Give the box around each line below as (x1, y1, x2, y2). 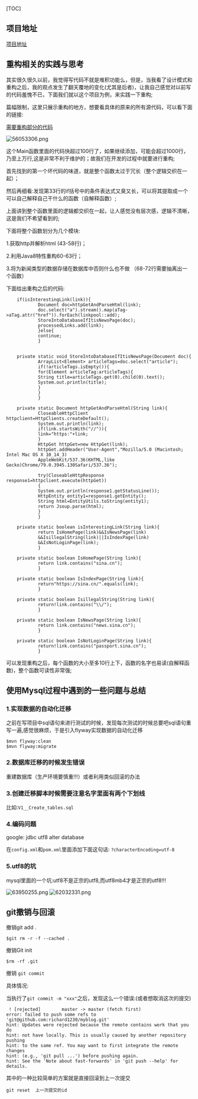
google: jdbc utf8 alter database (6, 834, 85, 841)
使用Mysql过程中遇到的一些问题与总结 (6, 685, 147, 696)
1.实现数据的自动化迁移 (6, 704, 72, 713)
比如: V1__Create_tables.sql (6, 804, 74, 811)
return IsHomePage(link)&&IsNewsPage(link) (37, 529, 147, 535)
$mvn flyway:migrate (6, 744, 57, 750)
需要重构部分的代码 (6, 123, 53, 131)
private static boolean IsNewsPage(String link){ (17, 617, 142, 623)
